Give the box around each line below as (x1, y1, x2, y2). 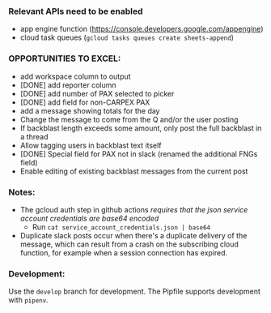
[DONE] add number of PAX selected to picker (19, 88, 175, 98)
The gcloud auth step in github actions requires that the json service (19, 204, 248, 214)
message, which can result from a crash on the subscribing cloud (19, 239, 239, 249)
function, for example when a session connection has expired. (19, 247, 228, 257)
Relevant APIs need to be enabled (8, 6, 143, 17)
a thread (19, 131, 49, 141)
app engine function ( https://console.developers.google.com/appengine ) (19, 24, 264, 34)
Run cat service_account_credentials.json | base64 (32, 221, 211, 232)
